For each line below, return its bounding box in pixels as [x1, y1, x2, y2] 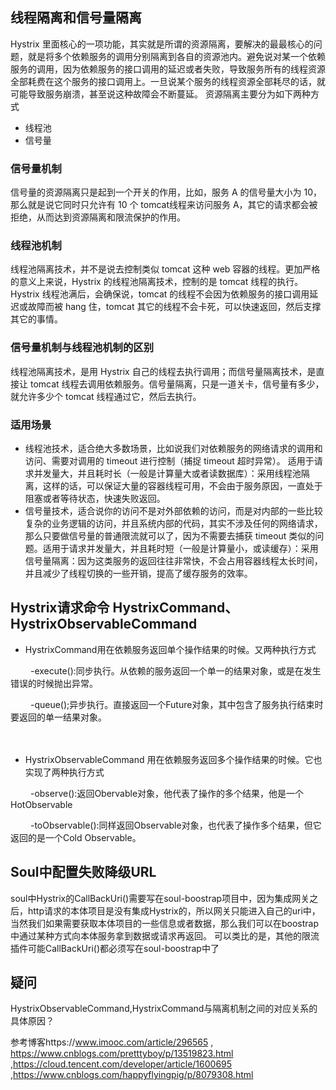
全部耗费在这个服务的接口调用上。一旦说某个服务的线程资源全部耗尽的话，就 [10, 75, 326, 87]
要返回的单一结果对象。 [10, 711, 107, 723]
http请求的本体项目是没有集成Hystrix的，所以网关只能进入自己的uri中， [27, 904, 321, 917]
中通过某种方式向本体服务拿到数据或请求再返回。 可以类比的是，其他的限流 [10, 929, 320, 942]
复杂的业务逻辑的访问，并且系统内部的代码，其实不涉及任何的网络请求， [24, 518, 323, 529]
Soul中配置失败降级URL [10, 864, 157, 881]
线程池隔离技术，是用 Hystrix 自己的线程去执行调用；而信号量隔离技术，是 [10, 365, 317, 377]
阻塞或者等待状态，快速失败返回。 [24, 493, 166, 504]
